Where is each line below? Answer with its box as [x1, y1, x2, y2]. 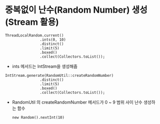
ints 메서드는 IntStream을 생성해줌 [12, 63, 78, 69]
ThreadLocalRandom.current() [5, 33, 64, 38]
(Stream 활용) [5, 17, 59, 28]
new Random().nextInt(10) [12, 115, 64, 120]
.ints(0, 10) [39, 37, 66, 42]
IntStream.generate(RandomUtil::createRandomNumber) [5, 73, 114, 78]
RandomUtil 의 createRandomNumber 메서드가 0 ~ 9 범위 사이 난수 [12, 99, 143, 105]
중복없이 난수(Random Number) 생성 [5, 4, 148, 16]
